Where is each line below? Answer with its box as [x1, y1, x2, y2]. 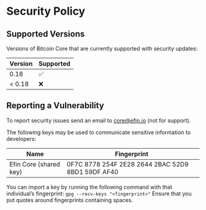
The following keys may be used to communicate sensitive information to [6, 129, 191, 136]
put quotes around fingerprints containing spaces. [6, 196, 133, 203]
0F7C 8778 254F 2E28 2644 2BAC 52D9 [66, 160, 189, 168]
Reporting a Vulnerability [6, 100, 104, 111]
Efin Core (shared [9, 160, 60, 168]
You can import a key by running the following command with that [6, 183, 173, 190]
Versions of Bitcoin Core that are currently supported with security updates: [6, 45, 198, 52]
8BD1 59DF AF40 [66, 167, 118, 176]
